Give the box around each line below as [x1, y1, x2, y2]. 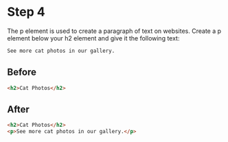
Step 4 [7, 4, 46, 20]
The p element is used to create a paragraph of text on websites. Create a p [7, 27, 222, 35]
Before [7, 67, 36, 78]
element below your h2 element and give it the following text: [7, 34, 180, 42]
